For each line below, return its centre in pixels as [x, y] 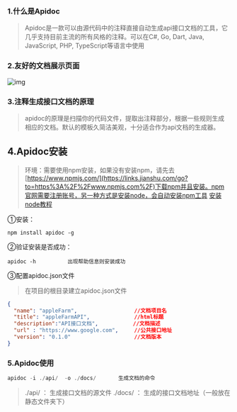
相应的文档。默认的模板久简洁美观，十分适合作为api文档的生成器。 [122, 127]
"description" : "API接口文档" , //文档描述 [87, 324]
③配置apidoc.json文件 [41, 275]
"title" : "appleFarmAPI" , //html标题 [89, 317]
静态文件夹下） [46, 401]
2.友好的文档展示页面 [44, 66]
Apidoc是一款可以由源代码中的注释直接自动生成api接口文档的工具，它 [126, 28]
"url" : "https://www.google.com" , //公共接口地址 [93, 330]
